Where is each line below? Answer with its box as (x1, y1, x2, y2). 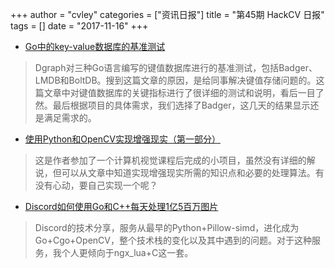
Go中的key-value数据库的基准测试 (24, 41, 166, 52)
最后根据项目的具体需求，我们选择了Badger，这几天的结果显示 (52, 99, 311, 111)
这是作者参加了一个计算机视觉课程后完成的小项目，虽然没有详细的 (34, 154, 307, 166)
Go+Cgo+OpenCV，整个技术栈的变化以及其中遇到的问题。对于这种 (34, 234, 312, 246)
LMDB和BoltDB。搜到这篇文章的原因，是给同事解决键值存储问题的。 (34, 74, 317, 86)
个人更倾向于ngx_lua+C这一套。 (61, 247, 194, 258)
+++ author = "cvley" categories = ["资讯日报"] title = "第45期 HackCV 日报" (10, 9, 325, 20)
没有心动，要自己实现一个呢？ (34, 179, 158, 191)
